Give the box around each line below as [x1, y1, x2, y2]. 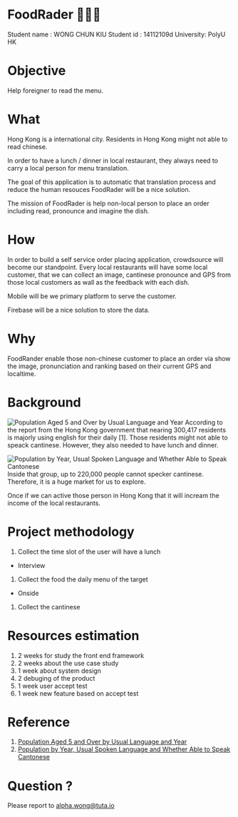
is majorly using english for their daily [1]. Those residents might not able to [7, 433, 228, 442]
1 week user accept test [17, 681, 88, 690]
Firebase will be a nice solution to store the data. [7, 305, 150, 314]
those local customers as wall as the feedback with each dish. [7, 278, 190, 286]
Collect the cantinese [17, 602, 81, 611]
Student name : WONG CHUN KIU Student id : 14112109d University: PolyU [7, 30, 226, 39]
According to [185, 417, 223, 427]
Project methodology [7, 524, 135, 539]
